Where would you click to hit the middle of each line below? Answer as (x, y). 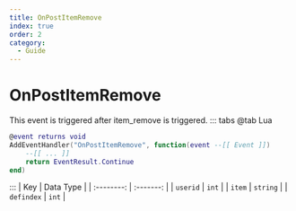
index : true (31, 26)
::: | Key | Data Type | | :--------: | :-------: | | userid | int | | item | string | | (148, 187)
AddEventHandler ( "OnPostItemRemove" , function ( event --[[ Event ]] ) (140, 145)
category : (28, 43)
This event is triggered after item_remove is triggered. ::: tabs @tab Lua (141, 120)
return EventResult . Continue (80, 162)
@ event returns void (48, 137)
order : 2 (26, 34)
